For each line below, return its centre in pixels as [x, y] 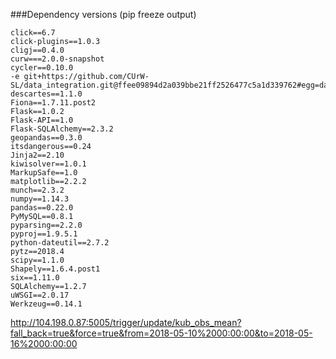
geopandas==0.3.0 [46, 138]
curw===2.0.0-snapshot [57, 59]
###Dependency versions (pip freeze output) [103, 14]
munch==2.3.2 [37, 190]
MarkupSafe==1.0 [44, 173]
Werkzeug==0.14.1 [46, 304]
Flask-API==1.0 [42, 120]
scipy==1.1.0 [37, 260]
